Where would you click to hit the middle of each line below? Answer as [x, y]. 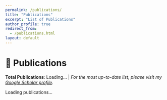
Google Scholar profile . [30, 82]
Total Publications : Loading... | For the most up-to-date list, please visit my [84, 77]
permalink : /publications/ [34, 10]
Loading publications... [29, 92]
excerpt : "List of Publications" [40, 19]
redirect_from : [21, 29]
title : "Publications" [29, 15]
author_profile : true [28, 24]
